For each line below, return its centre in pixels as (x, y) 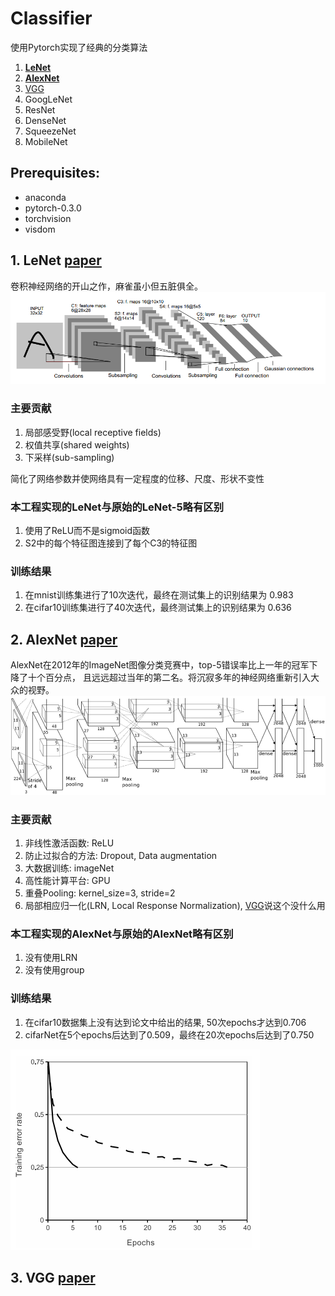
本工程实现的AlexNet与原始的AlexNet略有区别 (122, 934)
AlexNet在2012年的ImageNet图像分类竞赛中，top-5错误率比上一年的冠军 (160, 665)
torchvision (48, 218)
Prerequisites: (55, 173)
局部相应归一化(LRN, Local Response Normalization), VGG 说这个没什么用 (175, 905)
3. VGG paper (53, 1277)
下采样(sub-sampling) (69, 457)
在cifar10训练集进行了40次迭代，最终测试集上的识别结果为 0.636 (158, 608)
